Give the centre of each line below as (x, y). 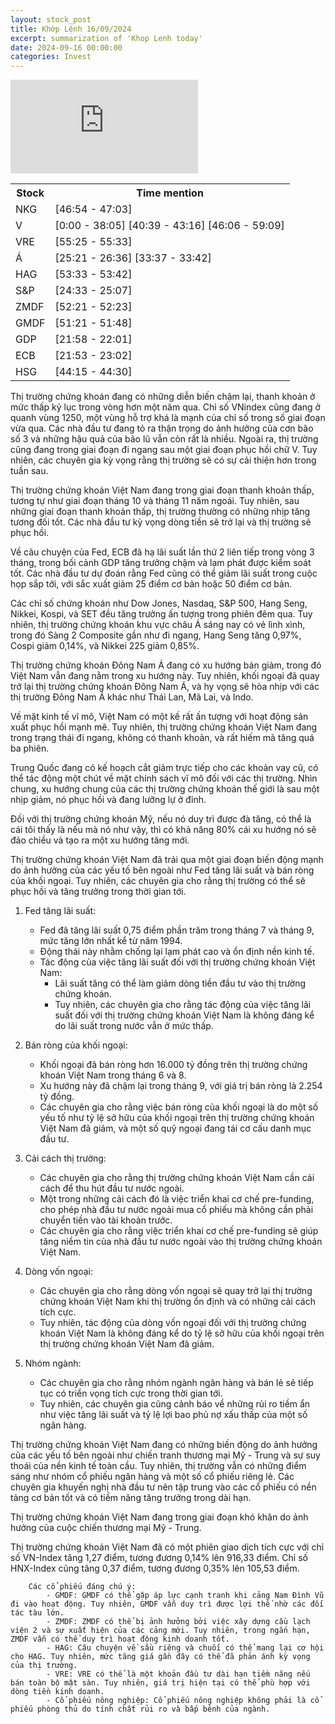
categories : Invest (51, 57)
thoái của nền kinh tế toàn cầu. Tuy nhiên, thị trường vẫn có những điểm (158, 1466)
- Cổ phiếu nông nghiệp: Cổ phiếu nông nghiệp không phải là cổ (183, 1701)
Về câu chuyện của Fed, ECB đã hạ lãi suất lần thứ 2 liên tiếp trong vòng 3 (162, 552)
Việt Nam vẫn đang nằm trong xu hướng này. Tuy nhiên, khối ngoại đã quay (165, 676)
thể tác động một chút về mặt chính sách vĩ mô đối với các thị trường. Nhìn (164, 778)
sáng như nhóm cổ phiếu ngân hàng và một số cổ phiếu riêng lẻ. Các (152, 1477)
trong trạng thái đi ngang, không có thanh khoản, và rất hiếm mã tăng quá (162, 738)
